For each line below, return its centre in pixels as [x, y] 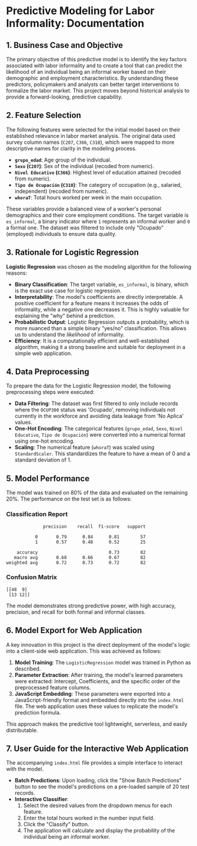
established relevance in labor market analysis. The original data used [91, 136]
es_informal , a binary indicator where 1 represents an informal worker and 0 [98, 221]
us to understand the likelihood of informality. [69, 334]
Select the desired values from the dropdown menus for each [98, 805]
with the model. [25, 769]
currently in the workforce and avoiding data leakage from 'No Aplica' [99, 416]
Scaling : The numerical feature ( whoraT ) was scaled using [84, 447]
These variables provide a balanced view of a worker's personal [84, 209]
